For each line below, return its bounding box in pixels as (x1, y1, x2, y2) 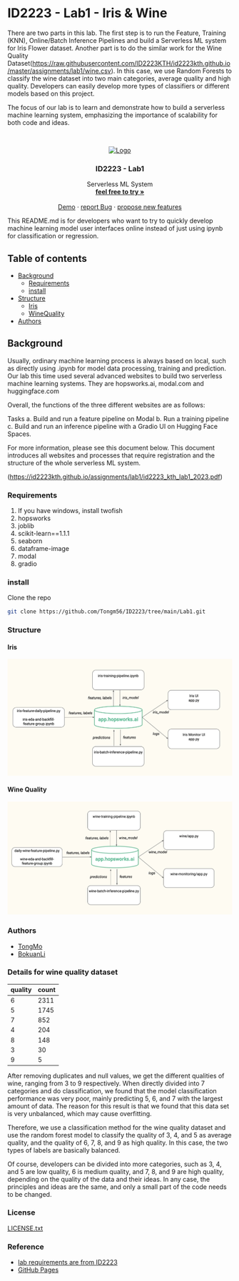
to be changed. (7, 1190, 52, 1198)
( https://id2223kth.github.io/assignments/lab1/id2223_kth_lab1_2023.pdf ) (7, 472, 223, 481)
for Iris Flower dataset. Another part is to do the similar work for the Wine (7, 44, 223, 52)
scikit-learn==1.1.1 (17, 530, 70, 538)
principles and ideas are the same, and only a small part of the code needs (7, 1183, 227, 1191)
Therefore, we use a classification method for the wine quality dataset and (7, 1123, 226, 1132)
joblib (17, 522, 34, 530)
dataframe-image (17, 545, 70, 553)
